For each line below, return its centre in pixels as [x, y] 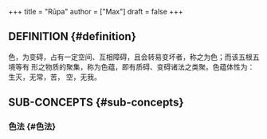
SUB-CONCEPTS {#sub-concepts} [96, 103]
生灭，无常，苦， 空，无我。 [55, 77]
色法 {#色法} [32, 127]
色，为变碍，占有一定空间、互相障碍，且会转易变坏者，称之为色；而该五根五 [134, 57]
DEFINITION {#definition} [73, 36]
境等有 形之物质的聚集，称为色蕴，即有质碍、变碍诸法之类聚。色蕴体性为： [132, 66]
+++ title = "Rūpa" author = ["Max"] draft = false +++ [96, 12]
